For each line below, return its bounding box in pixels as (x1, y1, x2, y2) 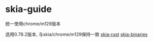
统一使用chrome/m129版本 (5, 20, 61, 26)
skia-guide (5, 3, 52, 15)
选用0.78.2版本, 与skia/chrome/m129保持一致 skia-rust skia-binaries (5, 31, 148, 37)
